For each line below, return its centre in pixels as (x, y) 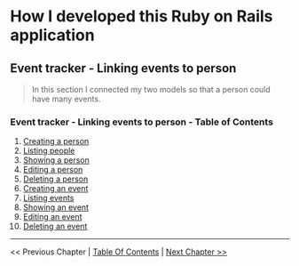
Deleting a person (55, 179)
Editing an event (52, 217)
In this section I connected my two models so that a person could (151, 89)
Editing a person (53, 170)
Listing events (48, 198)
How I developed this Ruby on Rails (142, 16)
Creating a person (56, 141)
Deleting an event (55, 226)
